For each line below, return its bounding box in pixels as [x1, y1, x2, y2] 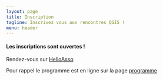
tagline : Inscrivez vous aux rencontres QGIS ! [6, 19, 125, 25]
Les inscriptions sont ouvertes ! [6, 43, 85, 50]
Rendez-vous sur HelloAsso [6, 56, 74, 63]
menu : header [6, 25, 38, 31]
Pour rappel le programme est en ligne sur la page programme [6, 67, 158, 74]
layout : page [6, 8, 38, 15]
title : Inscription [6, 14, 54, 20]
